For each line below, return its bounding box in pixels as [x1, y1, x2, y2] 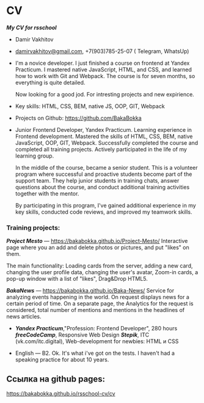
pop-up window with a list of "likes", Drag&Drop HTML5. [6, 275, 148, 283]
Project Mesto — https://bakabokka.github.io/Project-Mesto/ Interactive [6, 238, 188, 245]
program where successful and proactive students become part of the [15, 170, 192, 178]
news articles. [6, 313, 42, 321]
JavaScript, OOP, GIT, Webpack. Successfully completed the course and [15, 139, 199, 147]
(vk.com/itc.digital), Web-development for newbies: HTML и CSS [15, 338, 179, 345]
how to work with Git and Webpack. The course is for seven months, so [15, 72, 195, 79]
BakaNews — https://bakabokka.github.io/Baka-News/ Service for [6, 287, 175, 294]
